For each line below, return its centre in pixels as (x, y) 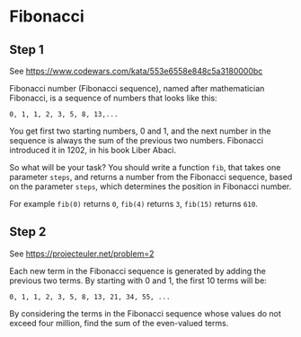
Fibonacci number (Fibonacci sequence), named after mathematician (137, 88)
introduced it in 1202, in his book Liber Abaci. (93, 150)
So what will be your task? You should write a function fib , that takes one (145, 167)
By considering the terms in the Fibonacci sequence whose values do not (145, 313)
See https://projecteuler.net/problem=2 (82, 254)
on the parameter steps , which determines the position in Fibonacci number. (150, 186)
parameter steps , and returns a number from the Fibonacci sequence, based (151, 177)
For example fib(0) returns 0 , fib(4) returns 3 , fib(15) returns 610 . (134, 204)
